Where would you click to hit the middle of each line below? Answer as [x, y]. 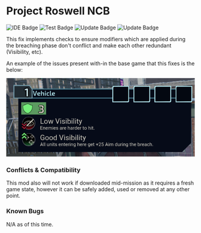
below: [14, 69]
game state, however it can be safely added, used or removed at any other [98, 189]
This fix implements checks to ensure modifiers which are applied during [96, 39]
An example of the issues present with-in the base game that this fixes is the [100, 63]
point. [13, 196]
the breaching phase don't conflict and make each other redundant [89, 45]
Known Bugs [25, 211]
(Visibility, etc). [25, 51]
